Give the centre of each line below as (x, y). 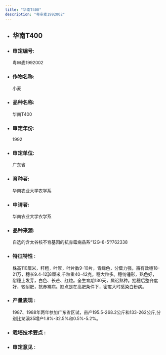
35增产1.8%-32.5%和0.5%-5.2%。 (65, 318)
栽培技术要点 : (29, 332)
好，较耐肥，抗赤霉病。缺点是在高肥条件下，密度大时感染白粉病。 (79, 286)
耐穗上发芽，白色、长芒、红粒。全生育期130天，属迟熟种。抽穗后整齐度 (85, 280)
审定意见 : (24, 347)
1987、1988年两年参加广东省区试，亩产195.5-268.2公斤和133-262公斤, (84, 312)
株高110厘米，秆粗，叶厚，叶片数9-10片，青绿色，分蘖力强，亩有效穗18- (86, 268)
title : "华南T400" (23, 10)
